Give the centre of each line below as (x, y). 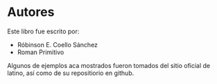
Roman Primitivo (41, 52)
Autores (31, 12)
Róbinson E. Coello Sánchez (58, 44)
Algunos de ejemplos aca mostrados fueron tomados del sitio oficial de (109, 65)
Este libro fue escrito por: (43, 31)
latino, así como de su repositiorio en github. (71, 73)
